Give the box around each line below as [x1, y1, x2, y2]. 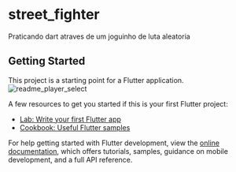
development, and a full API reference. [8, 155, 133, 164]
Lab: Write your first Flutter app [19, 114, 122, 124]
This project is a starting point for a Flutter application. [8, 75, 184, 84]
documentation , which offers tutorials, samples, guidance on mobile [8, 146, 228, 155]
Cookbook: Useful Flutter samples [19, 122, 131, 132]
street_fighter [8, 6, 100, 24]
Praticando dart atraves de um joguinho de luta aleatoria [8, 32, 190, 41]
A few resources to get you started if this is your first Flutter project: [8, 99, 228, 108]
